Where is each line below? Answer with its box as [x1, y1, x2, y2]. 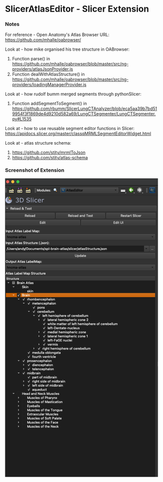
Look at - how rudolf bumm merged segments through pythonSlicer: [5, 91, 142, 97]
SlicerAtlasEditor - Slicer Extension [5, 3, 149, 15]
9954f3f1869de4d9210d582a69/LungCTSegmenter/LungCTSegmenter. [12, 111, 156, 117]
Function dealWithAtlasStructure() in [12, 72, 85, 77]
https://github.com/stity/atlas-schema [12, 155, 88, 161]
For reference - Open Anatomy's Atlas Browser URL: [5, 32, 110, 37]
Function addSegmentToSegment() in [12, 101, 87, 107]
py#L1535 [12, 116, 32, 122]
